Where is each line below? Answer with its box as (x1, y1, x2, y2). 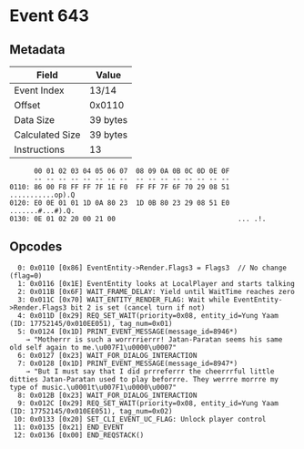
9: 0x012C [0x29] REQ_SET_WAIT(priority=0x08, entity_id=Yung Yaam (17, 398, 279, 408)
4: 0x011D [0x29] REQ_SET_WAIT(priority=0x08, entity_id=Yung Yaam (17, 311, 279, 320)
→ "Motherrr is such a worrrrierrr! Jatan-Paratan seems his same (25, 334, 283, 344)
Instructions (14, 143, 66, 156)
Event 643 (9, 5, 89, 26)
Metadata (9, 42, 66, 57)
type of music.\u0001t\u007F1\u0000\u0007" (9, 383, 177, 392)
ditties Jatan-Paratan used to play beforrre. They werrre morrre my (9, 374, 279, 383)
